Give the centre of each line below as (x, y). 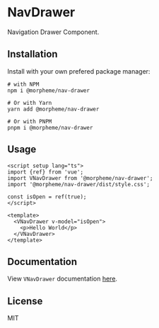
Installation (33, 54)
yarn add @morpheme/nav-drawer (53, 109)
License (25, 301)
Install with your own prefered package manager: (79, 71)
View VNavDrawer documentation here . (63, 279)
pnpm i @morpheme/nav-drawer (50, 128)
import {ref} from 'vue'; (45, 172)
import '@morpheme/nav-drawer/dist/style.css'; (79, 184)
